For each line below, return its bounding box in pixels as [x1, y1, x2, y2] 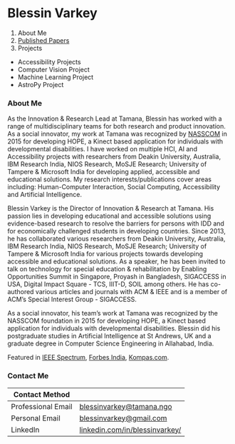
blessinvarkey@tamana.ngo [79, 401, 172, 411]
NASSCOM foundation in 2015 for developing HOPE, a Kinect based [7, 316, 207, 326]
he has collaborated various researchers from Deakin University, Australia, [7, 234, 226, 243]
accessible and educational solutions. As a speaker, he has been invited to [7, 257, 226, 266]
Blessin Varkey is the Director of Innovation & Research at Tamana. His [7, 204, 214, 213]
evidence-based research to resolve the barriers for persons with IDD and [7, 219, 224, 228]
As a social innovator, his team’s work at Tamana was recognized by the [7, 309, 219, 318]
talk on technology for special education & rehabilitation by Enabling [7, 265, 207, 273]
